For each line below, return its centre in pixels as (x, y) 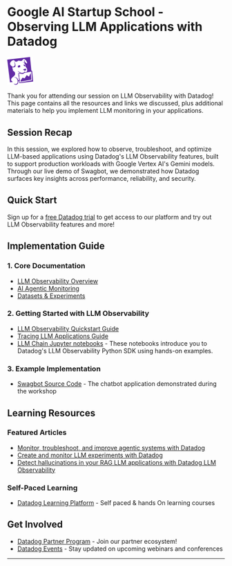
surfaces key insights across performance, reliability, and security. (102, 179)
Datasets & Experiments (51, 296)
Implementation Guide (56, 246)
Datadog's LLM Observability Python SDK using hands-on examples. (115, 351)
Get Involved (35, 525)
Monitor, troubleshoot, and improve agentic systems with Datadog (111, 448)
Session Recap (40, 132)
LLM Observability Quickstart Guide (68, 328)
